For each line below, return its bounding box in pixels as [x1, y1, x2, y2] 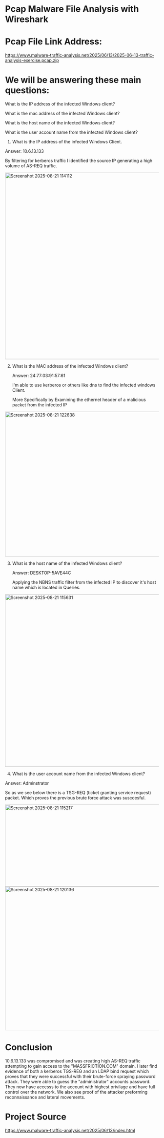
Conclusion [5, 1042, 53, 1053]
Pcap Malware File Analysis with [5, 3, 139, 15]
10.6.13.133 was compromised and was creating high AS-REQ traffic [5, 1058, 141, 1064]
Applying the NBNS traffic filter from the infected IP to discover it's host [12, 579, 156, 585]
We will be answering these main [5, 75, 142, 86]
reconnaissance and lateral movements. [5, 1094, 85, 1100]
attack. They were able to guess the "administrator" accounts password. [5, 1079, 151, 1084]
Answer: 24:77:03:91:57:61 [12, 373, 65, 379]
